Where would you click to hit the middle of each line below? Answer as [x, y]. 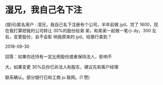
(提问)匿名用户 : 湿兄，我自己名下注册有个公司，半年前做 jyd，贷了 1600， [80, 24]
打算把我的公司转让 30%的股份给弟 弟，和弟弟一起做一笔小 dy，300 [82, 30]
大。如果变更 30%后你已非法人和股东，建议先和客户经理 [62, 67]
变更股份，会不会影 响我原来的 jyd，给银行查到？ [63, 37]
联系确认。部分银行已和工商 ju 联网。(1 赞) [48, 77]
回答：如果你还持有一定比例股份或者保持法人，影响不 [59, 56]
